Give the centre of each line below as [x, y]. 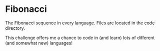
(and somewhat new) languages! [39, 43]
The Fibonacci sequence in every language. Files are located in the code [80, 23]
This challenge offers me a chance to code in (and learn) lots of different [80, 38]
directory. [15, 28]
